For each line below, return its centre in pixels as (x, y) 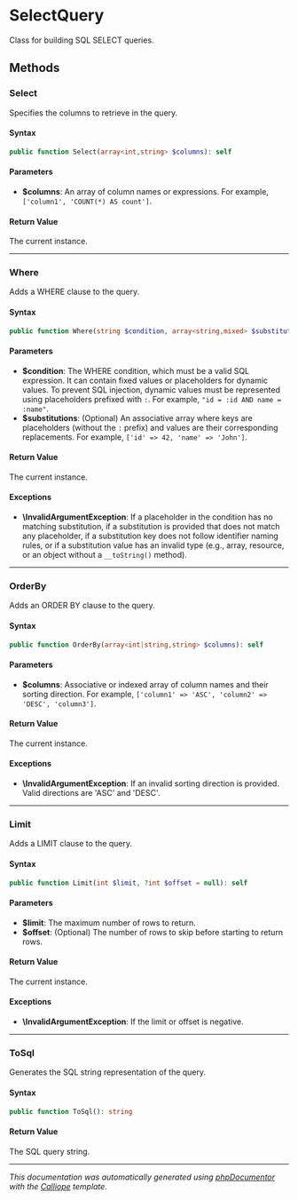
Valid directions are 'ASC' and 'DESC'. (91, 793)
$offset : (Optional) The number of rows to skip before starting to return (153, 932)
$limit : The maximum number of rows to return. (109, 922)
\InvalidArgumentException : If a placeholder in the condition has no (147, 517)
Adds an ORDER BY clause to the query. (82, 606)
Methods (35, 68)
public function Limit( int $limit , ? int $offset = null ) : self (129, 883)
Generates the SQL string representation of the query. (108, 1072)
